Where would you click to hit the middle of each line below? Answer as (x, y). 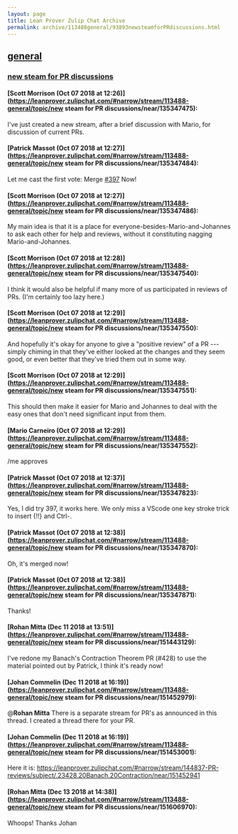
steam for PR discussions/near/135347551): (131, 391)
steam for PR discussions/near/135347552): (132, 446)
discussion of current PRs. (46, 132)
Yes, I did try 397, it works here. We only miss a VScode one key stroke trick (118, 509)
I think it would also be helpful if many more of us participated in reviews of (117, 289)
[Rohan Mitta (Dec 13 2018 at (50, 791)
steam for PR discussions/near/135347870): (132, 547)
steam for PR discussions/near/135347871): (131, 595)
